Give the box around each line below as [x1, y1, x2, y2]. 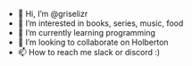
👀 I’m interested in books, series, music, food [17, 18, 184, 29]
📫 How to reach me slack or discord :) [17, 47, 161, 57]
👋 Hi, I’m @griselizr [17, 9, 88, 19]
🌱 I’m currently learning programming [17, 28, 156, 37]
